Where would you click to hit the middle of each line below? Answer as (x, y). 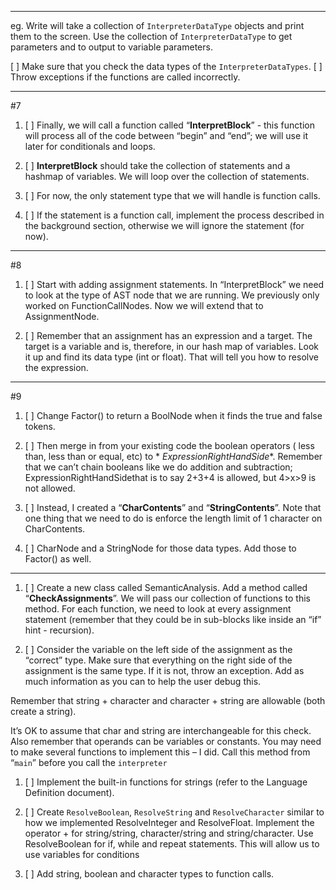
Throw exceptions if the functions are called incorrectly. (125, 77)
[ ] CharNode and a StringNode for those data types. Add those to (160, 548)
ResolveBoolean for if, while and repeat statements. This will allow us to (172, 844)
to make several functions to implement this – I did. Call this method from (160, 752)
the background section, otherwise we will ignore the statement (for (164, 225)
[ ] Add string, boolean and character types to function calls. (149, 874)
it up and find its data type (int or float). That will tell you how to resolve (172, 357)
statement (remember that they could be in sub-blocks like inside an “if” (173, 619)
